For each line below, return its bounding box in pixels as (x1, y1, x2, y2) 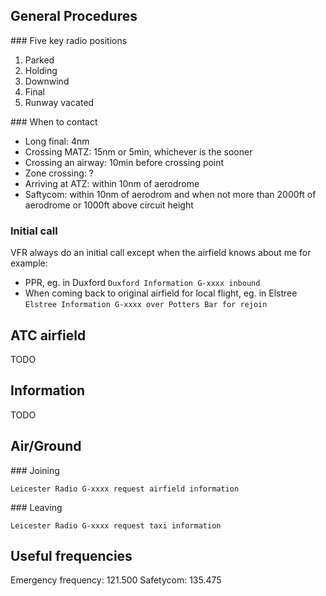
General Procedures (10, 8, 138, 25)
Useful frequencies (10, 547, 133, 564)
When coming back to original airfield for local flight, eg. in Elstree (24, 287, 298, 299)
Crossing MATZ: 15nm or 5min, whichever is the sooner (24, 145, 253, 158)
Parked (24, 54, 55, 66)
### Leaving (10, 501, 63, 513)
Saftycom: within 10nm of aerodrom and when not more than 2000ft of (24, 188, 317, 200)
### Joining (10, 464, 60, 476)
